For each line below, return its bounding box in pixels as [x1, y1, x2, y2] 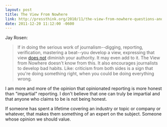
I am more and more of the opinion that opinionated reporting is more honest [5, 85, 162, 92]
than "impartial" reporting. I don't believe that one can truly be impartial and [5, 91, 160, 97]
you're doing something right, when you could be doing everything [17, 70, 155, 77]
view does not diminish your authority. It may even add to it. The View [17, 55, 161, 61]
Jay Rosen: [5, 35, 28, 41]
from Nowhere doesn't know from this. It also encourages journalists [17, 60, 158, 66]
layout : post [5, 7, 32, 12]
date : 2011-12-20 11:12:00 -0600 [5, 21, 75, 26]
